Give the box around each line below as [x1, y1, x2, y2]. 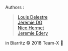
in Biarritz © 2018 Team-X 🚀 [5, 40, 63, 46]
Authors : [5, 5, 24, 10]
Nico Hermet [17, 25, 44, 31]
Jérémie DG [17, 20, 43, 25]
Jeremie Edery [17, 30, 48, 36]
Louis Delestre [17, 14, 48, 20]
